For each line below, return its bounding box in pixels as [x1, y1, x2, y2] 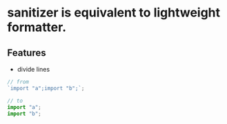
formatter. [7, 19, 67, 35]
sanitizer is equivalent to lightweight [7, 5, 221, 21]
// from [7, 79, 30, 85]
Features [7, 47, 46, 59]
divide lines [17, 65, 50, 73]
